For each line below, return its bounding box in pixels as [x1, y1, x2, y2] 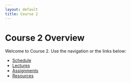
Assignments [12, 68, 39, 74]
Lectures [12, 63, 30, 69]
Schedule [12, 57, 32, 63]
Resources [12, 73, 34, 79]
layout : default [5, 7, 38, 12]
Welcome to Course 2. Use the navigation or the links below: [5, 48, 127, 54]
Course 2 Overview [5, 32, 85, 43]
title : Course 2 [5, 12, 38, 16]
